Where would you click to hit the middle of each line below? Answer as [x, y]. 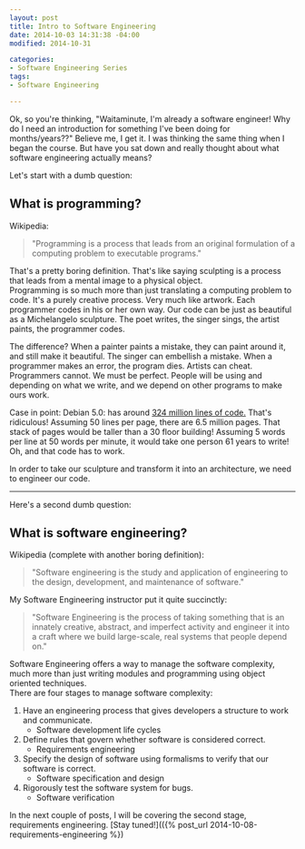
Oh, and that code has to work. [67, 450]
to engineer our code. [50, 478]
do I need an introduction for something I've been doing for [120, 128]
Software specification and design [100, 778]
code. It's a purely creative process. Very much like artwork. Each [133, 299]
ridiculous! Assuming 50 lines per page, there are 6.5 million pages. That [145, 422]
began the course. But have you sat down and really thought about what [144, 147]
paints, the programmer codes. [67, 328]
